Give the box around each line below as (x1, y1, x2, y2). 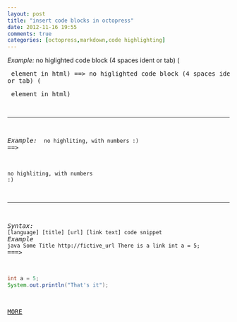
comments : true (7, 30, 52, 38)
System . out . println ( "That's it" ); (7, 282, 109, 289)
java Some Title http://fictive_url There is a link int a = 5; (7, 242, 200, 250)
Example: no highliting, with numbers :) (7, 137, 139, 145)
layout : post (7, 10, 46, 18)
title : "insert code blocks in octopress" (7, 17, 134, 24)
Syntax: (7, 222, 34, 230)
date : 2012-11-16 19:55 (7, 23, 78, 30)
